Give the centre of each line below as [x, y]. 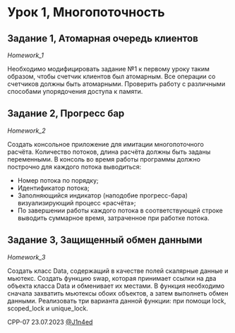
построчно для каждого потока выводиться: [74, 166]
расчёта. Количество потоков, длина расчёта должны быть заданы [109, 152]
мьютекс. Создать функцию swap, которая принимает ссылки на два [112, 278]
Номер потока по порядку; [58, 180]
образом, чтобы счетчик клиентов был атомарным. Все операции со [112, 76]
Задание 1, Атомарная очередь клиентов [103, 38]
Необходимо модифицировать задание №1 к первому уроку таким [108, 69]
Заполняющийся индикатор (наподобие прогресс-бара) [103, 195]
